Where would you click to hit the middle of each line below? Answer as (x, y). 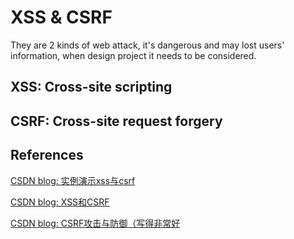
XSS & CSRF (61, 17)
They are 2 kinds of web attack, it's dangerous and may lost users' (147, 45)
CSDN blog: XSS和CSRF (60, 202)
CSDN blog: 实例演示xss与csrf (73, 180)
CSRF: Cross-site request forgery (116, 121)
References (47, 155)
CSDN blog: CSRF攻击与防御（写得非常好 (95, 223)
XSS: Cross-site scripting (91, 87)
